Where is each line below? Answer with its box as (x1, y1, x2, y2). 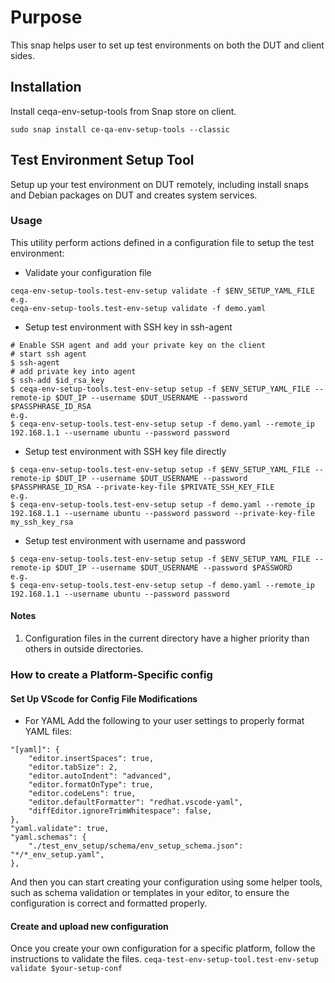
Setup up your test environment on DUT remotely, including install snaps (10, 178, 309, 190)
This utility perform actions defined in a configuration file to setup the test (10, 236, 315, 248)
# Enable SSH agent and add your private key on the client (10, 340, 267, 350)
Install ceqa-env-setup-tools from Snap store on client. (10, 105, 237, 117)
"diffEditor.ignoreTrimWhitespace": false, (28, 806, 213, 816)
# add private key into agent (10, 366, 137, 376)
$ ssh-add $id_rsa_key (10, 375, 105, 385)
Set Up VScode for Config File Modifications (10, 692, 198, 705)
